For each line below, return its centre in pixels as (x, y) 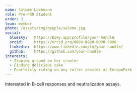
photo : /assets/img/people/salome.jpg (45, 28)
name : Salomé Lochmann (29, 10)
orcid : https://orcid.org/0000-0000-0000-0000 (63, 42)
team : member (19, 24)
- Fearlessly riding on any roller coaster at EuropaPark (71, 70)
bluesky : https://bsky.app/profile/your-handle (62, 38)
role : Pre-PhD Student (29, 14)
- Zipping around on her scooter (44, 61)
